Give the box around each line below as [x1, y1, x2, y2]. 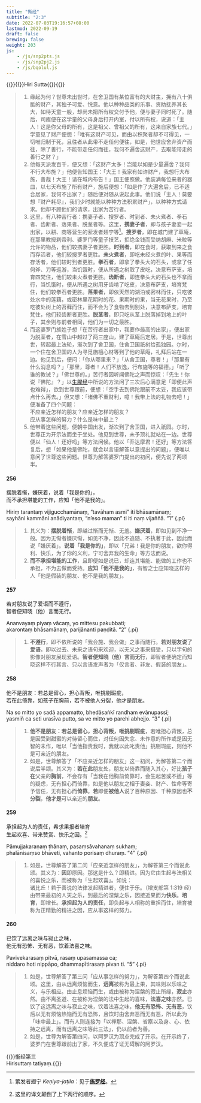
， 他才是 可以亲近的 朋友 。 [40, 795, 103, 802]
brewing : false [6, 37, 44, 43]
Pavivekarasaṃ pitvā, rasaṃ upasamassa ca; [6, 954, 117, 961]
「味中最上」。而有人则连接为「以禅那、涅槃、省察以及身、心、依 [29, 1017, 190, 1025]
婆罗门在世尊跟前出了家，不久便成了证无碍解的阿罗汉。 [29, 1040, 166, 1047]
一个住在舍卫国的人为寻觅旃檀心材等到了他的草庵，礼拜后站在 [29, 348, 182, 355]
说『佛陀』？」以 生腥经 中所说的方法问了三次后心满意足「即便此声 [29, 378, 193, 385]
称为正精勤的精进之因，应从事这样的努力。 [29, 906, 135, 914]
